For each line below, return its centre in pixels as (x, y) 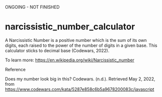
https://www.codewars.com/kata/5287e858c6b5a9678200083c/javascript (80, 89)
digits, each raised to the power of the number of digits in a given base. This (81, 45)
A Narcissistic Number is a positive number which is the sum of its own (76, 40)
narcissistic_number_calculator (70, 27)
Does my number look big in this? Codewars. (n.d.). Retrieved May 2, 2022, (80, 79)
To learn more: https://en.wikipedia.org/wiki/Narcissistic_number (70, 60)
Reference (15, 69)
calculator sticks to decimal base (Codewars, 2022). (57, 50)
